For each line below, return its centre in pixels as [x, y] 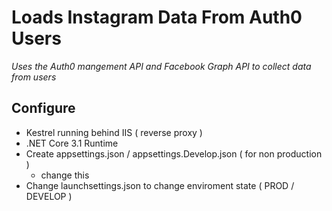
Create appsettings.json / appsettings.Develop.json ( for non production [174, 153]
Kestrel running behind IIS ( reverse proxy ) [114, 132]
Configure [43, 108]
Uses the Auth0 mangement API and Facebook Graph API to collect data [161, 66]
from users [34, 77]
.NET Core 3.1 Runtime [72, 143]
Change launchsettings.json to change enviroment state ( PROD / [160, 185]
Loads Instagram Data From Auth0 [157, 17]
